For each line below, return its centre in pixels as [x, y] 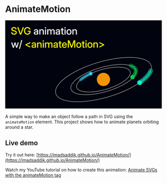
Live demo [22, 143]
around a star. [19, 127]
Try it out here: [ [22, 155]
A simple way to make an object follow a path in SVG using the [69, 117]
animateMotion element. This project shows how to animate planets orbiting [82, 122]
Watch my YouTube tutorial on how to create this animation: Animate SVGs [81, 170]
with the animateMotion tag [33, 175]
